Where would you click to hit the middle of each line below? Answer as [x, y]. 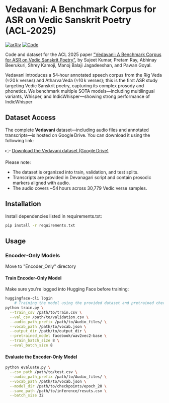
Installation [23, 204]
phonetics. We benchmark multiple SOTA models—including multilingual [80, 91]
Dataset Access [31, 118]
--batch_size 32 [27, 395]
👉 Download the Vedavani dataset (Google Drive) [57, 150]
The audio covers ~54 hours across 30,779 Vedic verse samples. [80, 188]
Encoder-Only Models [33, 255]
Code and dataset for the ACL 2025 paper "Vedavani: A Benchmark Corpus [83, 54]
